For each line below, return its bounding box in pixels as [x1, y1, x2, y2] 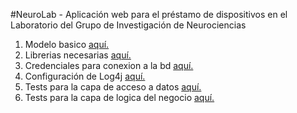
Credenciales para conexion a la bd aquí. [24, 60, 194, 71]
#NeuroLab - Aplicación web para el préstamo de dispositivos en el [10, 9, 288, 20]
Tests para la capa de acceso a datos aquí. [24, 81, 202, 93]
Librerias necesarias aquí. [24, 49, 132, 61]
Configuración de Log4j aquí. [24, 70, 146, 82]
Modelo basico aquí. [24, 39, 110, 50]
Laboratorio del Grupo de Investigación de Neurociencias [10, 19, 247, 31]
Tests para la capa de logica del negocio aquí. [24, 92, 215, 103]
